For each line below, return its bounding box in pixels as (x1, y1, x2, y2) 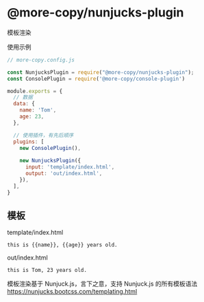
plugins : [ (13, 138, 44, 145)
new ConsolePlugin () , (19, 144, 81, 151)
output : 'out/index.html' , (25, 170, 103, 177)
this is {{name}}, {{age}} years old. (7, 242, 118, 249)
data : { (13, 101, 36, 108)
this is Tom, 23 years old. (7, 267, 88, 274)
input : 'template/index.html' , (25, 164, 115, 171)
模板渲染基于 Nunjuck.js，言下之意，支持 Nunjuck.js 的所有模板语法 (7, 279, 198, 288)
